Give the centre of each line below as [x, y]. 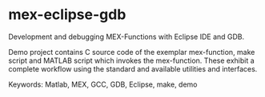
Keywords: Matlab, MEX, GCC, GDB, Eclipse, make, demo [103, 84]
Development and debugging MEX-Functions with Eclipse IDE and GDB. [126, 37]
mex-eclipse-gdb [67, 15]
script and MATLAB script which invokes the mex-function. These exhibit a [131, 60]
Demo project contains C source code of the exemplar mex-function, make [132, 52]
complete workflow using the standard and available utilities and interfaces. [133, 68]
